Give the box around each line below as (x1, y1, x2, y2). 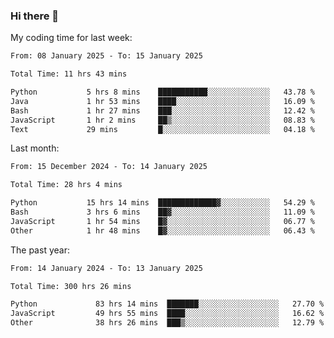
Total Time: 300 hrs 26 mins (10, 281, 132, 291)
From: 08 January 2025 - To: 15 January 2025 (10, 51, 203, 61)
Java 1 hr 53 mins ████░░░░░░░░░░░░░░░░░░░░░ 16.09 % (10, 96, 315, 106)
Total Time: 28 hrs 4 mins (10, 180, 123, 190)
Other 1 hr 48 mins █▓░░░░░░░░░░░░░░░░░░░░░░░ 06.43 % (10, 225, 315, 236)
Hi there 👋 (10, 9, 60, 23)
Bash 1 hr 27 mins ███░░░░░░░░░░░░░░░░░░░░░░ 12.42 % (10, 105, 315, 116)
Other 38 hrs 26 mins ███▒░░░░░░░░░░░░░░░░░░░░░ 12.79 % (10, 318, 325, 328)
